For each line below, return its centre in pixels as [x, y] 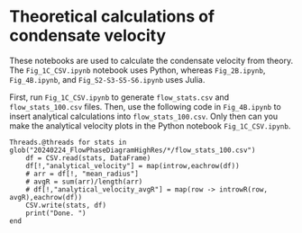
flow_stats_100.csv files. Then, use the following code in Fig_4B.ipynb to [145, 106]
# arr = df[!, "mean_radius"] [82, 174]
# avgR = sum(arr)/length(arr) [84, 182]
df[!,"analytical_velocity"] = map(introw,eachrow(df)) [133, 166]
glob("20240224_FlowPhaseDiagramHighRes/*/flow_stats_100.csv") [133, 150]
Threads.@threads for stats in [68, 142]
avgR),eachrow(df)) [46, 197]
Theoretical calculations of [112, 17]
